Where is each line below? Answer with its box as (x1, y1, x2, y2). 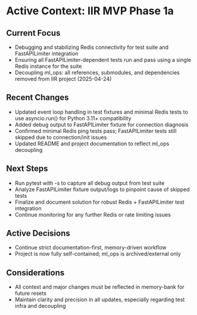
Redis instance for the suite (14, 63, 82, 70)
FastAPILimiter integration (14, 50, 79, 57)
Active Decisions (6, 228, 70, 239)
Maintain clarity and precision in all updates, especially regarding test (14, 296, 185, 303)
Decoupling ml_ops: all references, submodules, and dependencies (14, 69, 180, 76)
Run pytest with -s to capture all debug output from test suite (14, 179, 165, 186)
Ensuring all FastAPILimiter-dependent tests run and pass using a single (14, 57, 192, 63)
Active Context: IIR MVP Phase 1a (6, 4, 174, 18)
